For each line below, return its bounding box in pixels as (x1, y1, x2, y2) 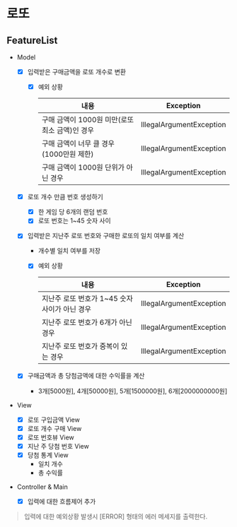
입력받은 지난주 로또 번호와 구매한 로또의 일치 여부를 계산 (27, 232, 185, 240)
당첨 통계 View (27, 451, 69, 459)
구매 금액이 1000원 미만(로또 (41, 115, 134, 125)
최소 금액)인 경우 (41, 126, 95, 136)
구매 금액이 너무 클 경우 (41, 138, 115, 148)
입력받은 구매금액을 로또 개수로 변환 (27, 68, 127, 76)
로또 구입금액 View (27, 415, 81, 424)
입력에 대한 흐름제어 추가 (27, 497, 96, 505)
